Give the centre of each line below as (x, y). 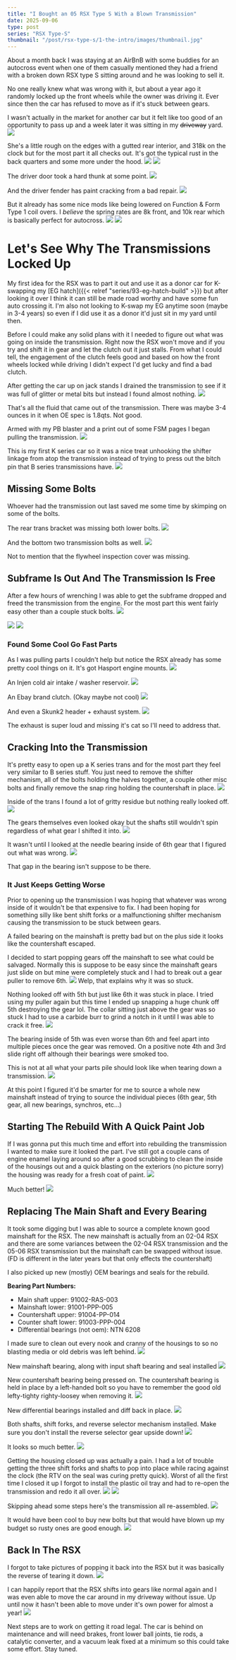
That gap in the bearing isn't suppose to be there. (79, 866)
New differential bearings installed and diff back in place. (90, 1410)
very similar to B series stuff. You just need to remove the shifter (100, 772)
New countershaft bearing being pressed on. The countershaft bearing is (113, 1380)
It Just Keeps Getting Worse (56, 884)
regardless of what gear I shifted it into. (64, 831)
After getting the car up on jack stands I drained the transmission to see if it (117, 386)
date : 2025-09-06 (33, 20)
